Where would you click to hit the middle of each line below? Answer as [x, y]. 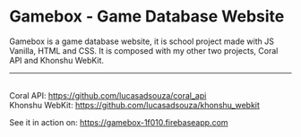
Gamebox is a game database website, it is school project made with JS [142, 41]
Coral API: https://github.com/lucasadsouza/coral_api [108, 95]
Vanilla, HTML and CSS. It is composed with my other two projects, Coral [144, 50]
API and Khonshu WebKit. [57, 60]
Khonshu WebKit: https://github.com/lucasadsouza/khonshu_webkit [134, 105]
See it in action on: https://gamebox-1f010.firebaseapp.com [119, 122]
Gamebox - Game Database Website [147, 17]
